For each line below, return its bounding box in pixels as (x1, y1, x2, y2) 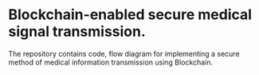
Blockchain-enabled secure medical (8, 6, 253, 24)
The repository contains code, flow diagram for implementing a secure (8, 49, 241, 58)
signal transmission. (8, 22, 146, 41)
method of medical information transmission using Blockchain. (8, 57, 214, 67)
